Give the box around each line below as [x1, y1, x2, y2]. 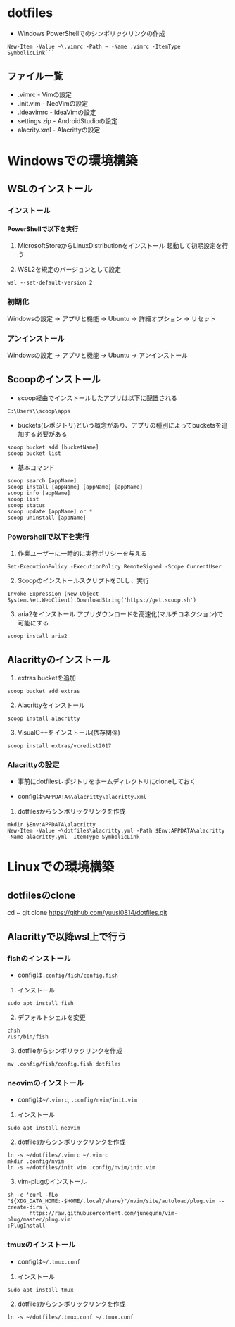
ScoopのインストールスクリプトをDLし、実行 [17, 576, 149, 585]
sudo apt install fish [7, 999, 74, 1007]
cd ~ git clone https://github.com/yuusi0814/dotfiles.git [7, 909, 167, 917]
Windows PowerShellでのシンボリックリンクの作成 [17, 29, 165, 37]
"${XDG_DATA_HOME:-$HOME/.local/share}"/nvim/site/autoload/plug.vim [7, 1197, 216, 1205]
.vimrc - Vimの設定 [17, 90, 72, 99]
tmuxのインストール [7, 1240, 76, 1250]
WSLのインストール [7, 183, 93, 195]
